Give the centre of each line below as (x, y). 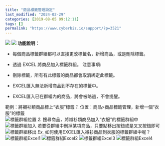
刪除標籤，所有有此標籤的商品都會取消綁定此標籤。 (65, 75)
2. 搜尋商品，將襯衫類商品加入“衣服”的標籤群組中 (88, 119)
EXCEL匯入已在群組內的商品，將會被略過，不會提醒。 (67, 96)
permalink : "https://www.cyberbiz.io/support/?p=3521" (63, 28)
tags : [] (14, 24)
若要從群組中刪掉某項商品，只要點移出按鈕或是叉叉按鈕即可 (98, 126)
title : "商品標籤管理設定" (30, 10)
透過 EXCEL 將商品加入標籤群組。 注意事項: (57, 64)
